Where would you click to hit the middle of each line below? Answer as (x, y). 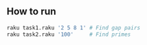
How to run (32, 12)
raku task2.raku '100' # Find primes (69, 34)
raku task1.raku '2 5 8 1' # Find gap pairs (73, 27)
